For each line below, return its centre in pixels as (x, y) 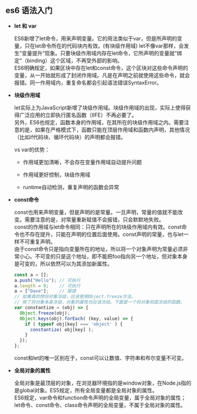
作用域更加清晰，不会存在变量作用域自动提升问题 (82, 162)
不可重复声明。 (37, 241)
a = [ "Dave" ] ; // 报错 (45, 291)
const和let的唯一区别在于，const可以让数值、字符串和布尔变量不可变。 (100, 358)
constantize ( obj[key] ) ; (62, 329)
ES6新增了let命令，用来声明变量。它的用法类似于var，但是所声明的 (96, 38)
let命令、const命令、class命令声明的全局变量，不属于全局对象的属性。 (100, 405)
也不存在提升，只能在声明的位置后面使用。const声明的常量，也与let (101, 234)
